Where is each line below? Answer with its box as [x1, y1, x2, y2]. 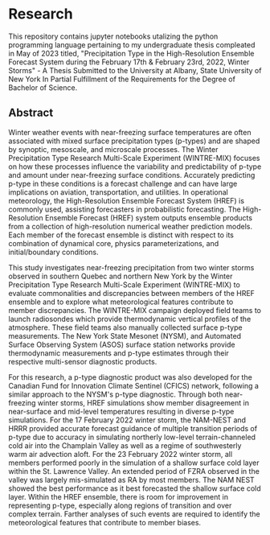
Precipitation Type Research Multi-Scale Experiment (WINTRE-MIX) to [8, 279, 241, 290]
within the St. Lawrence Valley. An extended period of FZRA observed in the [8, 466, 260, 475]
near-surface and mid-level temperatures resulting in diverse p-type [8, 406, 235, 416]
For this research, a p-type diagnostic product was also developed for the [8, 372, 253, 382]
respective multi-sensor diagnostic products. [8, 356, 157, 366]
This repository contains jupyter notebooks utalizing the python [8, 31, 219, 41]
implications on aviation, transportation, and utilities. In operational [8, 187, 229, 197]
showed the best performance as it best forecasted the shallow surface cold [8, 484, 261, 493]
